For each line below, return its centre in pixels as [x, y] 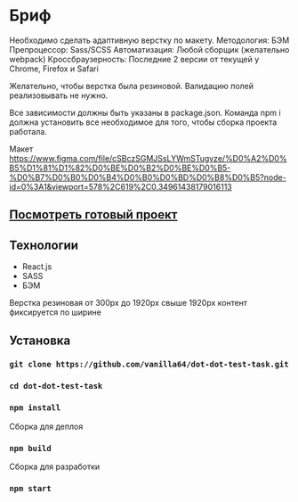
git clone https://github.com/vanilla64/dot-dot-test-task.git [149, 365]
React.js [37, 267]
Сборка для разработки [55, 466]
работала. [28, 131]
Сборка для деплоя [46, 426]
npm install [35, 408]
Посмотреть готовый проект [93, 215]
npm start [30, 488]
